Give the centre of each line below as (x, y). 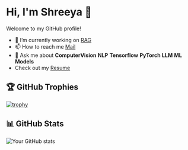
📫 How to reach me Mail (45, 46)
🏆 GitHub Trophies (42, 87)
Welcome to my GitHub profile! (44, 28)
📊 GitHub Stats (35, 124)
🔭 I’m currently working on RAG (53, 40)
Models (24, 61)
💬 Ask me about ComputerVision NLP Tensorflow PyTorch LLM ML (98, 55)
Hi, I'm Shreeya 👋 (49, 12)
